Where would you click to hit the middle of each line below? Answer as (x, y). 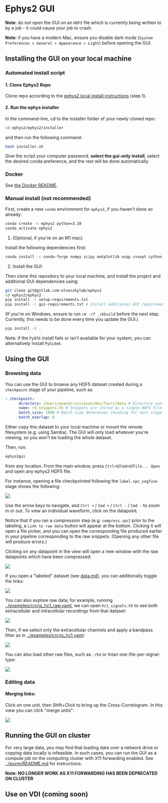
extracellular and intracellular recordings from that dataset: (66, 611)
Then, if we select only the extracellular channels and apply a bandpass (79, 630)
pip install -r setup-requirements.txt (47, 300)
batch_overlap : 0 (36, 418)
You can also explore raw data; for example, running (59, 600)
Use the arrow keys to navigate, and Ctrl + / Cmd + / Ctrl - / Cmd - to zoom (82, 505)
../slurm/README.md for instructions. (44, 763)
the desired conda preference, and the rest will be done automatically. (77, 161)
